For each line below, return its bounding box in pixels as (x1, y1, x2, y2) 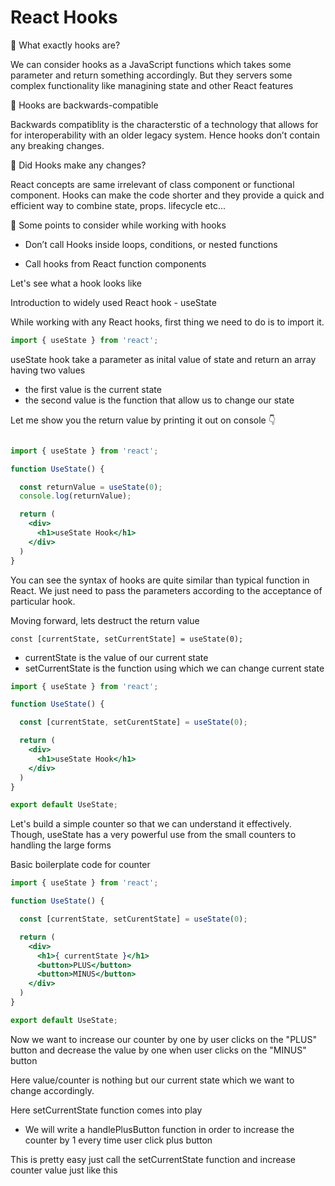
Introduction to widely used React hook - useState (10, 296, 217, 308)
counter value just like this (10, 1164, 118, 1176)
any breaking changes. (10, 139, 105, 151)
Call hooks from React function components (24, 257, 207, 270)
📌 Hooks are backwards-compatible (10, 99, 159, 111)
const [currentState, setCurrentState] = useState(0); (10, 634, 244, 644)
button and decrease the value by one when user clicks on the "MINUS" (10, 1044, 307, 1056)
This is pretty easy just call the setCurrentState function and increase (10, 1153, 296, 1165)
